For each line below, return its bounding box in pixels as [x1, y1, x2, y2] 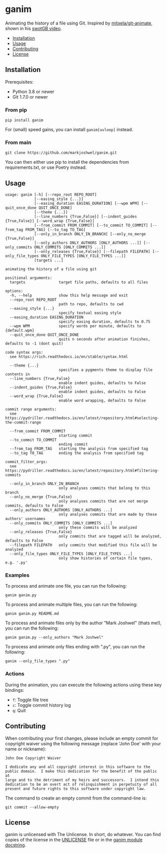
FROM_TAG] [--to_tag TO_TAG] [25, 227, 86, 232]
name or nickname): [5, 746, 46, 752]
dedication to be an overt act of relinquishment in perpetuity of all [5, 782, 157, 787]
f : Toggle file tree [12, 697, 48, 703]
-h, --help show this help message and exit [9, 293, 128, 298]
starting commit [58, 433, 93, 439]
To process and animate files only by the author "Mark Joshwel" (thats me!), [5, 620, 162, 626]
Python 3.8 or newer [12, 89, 55, 95]
